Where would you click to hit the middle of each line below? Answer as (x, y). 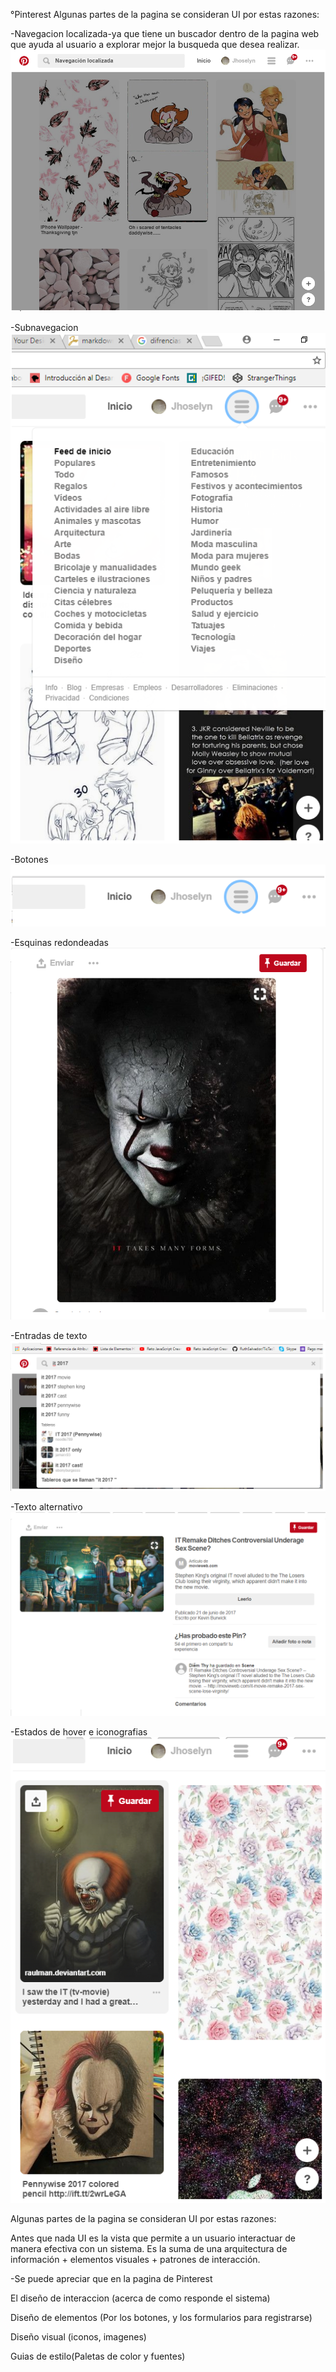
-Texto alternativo (46, 1506)
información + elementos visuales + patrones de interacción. (135, 2259)
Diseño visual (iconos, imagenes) (78, 2336)
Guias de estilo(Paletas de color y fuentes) (98, 2356)
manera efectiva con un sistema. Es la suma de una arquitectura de (149, 2248)
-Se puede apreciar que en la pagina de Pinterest (111, 2278)
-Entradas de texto (49, 1335)
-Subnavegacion (44, 328)
